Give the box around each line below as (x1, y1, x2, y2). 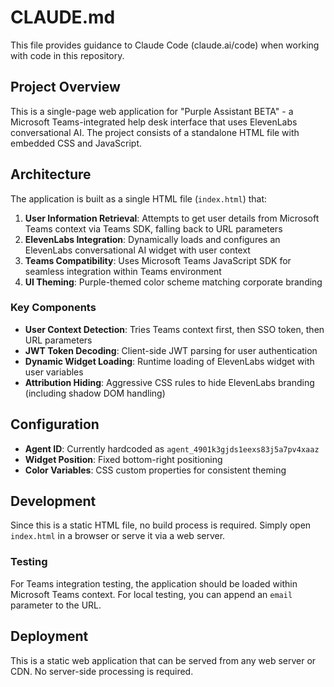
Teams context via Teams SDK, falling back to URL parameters (24, 222, 283, 235)
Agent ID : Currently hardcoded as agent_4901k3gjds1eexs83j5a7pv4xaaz (24, 442, 320, 455)
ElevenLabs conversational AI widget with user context (24, 244, 251, 256)
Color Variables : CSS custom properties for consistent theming (24, 464, 287, 476)
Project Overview (10, 79, 121, 96)
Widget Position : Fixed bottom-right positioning (24, 453, 223, 465)
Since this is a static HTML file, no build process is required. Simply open (10, 519, 312, 531)
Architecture (10, 166, 92, 183)
